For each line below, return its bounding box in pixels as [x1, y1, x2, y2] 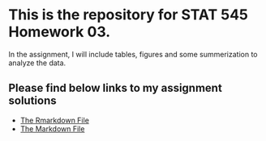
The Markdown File [19, 123, 85, 134]
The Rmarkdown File [19, 115, 89, 125]
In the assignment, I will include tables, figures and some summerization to [8, 49, 258, 59]
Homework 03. [8, 23, 111, 41]
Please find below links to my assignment [8, 81, 223, 95]
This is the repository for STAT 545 [8, 6, 249, 24]
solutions [8, 94, 57, 108]
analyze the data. [8, 58, 66, 68]
